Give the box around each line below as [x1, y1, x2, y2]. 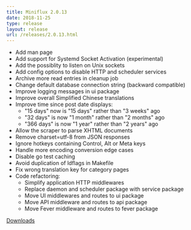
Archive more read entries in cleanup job [15, 75, 119, 82]
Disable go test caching [15, 153, 76, 160]
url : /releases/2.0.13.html [6, 32, 79, 38]
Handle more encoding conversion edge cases [15, 147, 134, 154]
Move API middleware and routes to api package [24, 199, 147, 206]
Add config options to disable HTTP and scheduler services [15, 68, 167, 75]
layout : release [6, 26, 48, 33]
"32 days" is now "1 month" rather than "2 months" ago [24, 114, 165, 121]
